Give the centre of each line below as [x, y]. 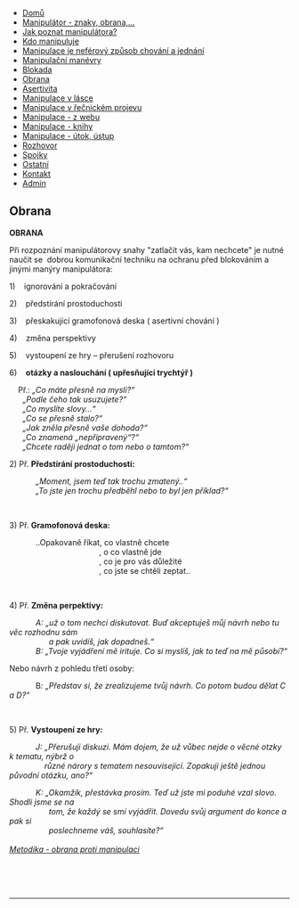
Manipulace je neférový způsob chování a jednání [113, 51]
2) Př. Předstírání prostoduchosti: [72, 463]
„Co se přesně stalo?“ [62, 418]
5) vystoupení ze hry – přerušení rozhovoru [92, 355]
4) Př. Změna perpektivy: [57, 605]
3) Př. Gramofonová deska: [60, 525]
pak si [20, 821]
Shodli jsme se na [42, 802]
